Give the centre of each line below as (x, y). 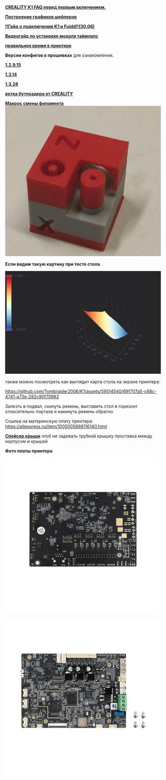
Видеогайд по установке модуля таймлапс (52, 36)
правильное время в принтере (38, 46)
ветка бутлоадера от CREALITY (39, 94)
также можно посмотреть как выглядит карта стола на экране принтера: (83, 381)
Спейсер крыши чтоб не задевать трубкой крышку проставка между (79, 436)
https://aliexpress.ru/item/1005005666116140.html (56, 426)
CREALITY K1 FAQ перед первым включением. (56, 7)
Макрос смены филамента (35, 103)
